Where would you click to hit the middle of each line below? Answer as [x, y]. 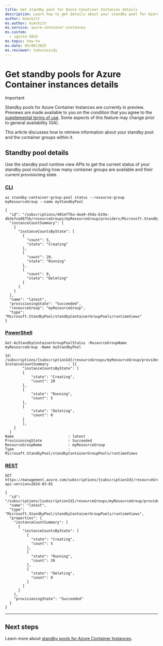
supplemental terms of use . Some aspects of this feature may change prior [80, 118]
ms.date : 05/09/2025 [26, 46]
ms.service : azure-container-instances [45, 28]
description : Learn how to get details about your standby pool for [76, 14]
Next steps [22, 627]
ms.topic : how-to [23, 41]
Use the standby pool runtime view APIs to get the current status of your [77, 164]
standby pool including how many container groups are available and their [79, 170]
